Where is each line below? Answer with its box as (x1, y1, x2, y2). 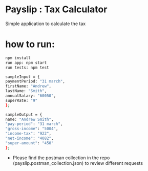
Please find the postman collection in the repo (12, 155, 110, 161)
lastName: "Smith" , (5, 89, 47, 94)
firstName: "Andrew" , (5, 83, 52, 89)
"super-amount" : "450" (5, 140, 54, 145)
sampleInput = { (5, 74, 40, 79)
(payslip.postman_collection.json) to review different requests (12, 160, 143, 166)
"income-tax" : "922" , (5, 131, 52, 136)
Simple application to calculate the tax (5, 20, 86, 27)
